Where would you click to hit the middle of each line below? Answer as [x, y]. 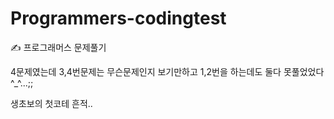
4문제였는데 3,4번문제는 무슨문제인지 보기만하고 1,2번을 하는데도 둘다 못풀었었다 [167, 71]
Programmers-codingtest [118, 18]
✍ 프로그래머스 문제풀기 [58, 47]
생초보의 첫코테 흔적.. [51, 103]
